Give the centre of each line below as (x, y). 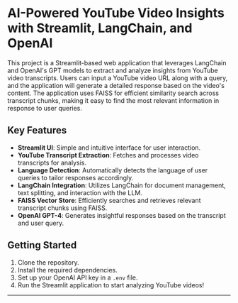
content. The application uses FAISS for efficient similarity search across (113, 93)
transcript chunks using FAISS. (62, 208)
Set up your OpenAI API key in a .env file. (78, 277)
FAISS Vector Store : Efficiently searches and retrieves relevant (109, 200)
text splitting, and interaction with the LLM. (80, 192)
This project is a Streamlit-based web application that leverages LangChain (117, 62)
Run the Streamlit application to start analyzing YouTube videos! (111, 285)
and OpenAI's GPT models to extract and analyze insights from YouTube (113, 70)
